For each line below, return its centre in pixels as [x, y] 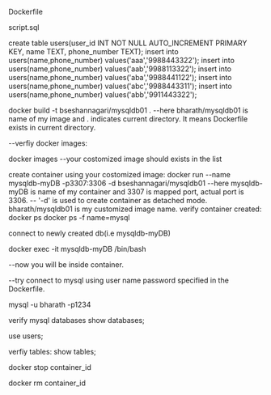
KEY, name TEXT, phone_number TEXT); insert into [94, 51]
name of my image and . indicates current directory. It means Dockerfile [128, 119]
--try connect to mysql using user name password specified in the [119, 280]
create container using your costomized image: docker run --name [119, 174]
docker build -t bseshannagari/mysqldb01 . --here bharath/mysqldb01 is [128, 110]
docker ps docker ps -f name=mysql [69, 217]
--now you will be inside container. [66, 265]
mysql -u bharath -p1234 [50, 304]
